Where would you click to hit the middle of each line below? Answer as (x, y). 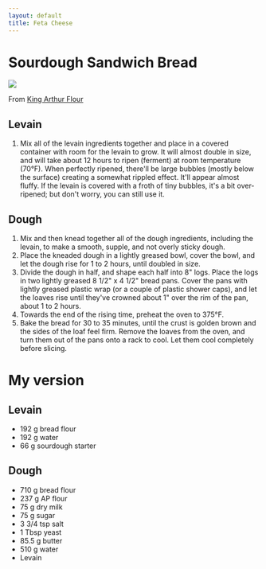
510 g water (39, 549)
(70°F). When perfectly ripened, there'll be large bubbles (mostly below (137, 169)
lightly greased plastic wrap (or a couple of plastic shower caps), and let (138, 289)
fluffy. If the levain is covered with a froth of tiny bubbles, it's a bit (127, 186)
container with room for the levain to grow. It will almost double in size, (135, 152)
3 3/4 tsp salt (41, 524)
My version (47, 381)
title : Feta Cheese (41, 23)
